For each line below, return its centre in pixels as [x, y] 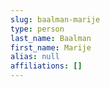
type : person [37, 29]
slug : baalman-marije [55, 19]
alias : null [35, 57]
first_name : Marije [51, 47]
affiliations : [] [46, 66]
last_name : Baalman [51, 38]
